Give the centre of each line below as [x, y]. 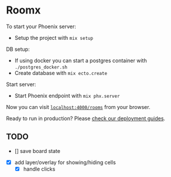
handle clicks [39, 169]
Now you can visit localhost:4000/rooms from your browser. [78, 107]
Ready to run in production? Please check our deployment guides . [86, 118]
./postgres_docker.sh [41, 67]
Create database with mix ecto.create [61, 73]
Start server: [21, 84]
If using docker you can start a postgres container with [81, 60]
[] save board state [37, 151]
